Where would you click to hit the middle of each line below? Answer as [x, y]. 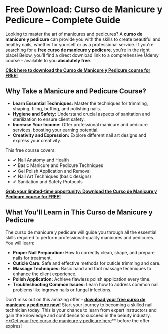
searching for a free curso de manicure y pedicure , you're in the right [77, 50]
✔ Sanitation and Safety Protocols [47, 181]
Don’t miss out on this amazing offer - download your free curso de [75, 299]
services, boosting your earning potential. [55, 130]
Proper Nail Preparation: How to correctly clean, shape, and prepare [83, 252]
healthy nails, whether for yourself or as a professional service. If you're [79, 44]
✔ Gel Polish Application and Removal [52, 171]
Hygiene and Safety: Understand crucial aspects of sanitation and [81, 114]
